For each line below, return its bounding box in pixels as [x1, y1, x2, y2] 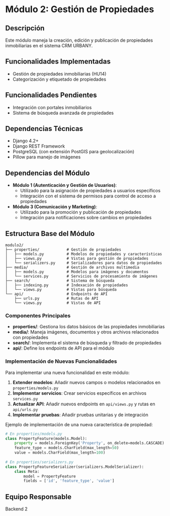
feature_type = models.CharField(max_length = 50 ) [14, 445, 119, 451]
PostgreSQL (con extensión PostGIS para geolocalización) [12, 149, 134, 155]
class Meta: [14, 469, 40, 474]
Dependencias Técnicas [5, 124, 83, 133]
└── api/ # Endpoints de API [5, 292, 108, 297]
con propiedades [12, 334, 49, 340]
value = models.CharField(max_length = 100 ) [14, 450, 106, 455]
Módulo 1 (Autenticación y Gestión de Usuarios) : [12, 182, 117, 188]
